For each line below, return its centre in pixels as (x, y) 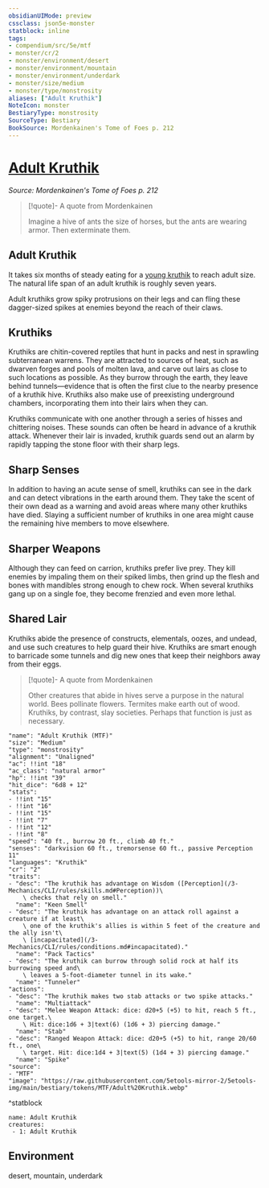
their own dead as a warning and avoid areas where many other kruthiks (128, 506)
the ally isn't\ (35, 933)
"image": (23, 1081)
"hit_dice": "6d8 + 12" (48, 785)
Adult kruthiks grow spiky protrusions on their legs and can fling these (124, 299)
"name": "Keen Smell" (52, 905)
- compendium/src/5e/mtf (50, 46)
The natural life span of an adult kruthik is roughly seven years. (112, 283)
